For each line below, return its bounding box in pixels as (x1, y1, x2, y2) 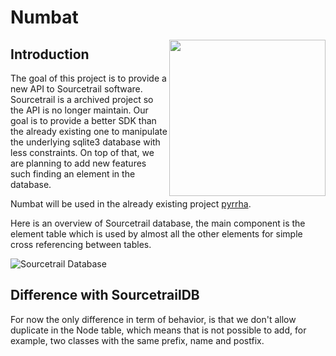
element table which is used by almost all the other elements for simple (10, 228, 303, 240)
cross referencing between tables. (10, 239, 152, 250)
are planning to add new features (10, 157, 147, 169)
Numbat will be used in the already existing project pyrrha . (10, 198, 252, 210)
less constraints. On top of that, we (10, 147, 155, 158)
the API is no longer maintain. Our (10, 104, 149, 116)
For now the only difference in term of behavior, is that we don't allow (10, 313, 297, 325)
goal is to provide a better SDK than (10, 115, 157, 126)
